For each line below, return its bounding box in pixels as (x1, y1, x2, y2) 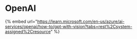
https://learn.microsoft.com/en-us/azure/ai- (37, 19, 125, 24)
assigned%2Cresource (5, 29, 51, 34)
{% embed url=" (5, 19, 38, 24)
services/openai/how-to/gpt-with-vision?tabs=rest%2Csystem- (5, 23, 133, 29)
